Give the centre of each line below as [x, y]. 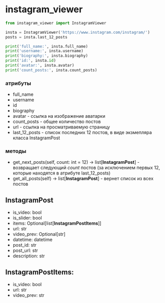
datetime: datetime [33, 240]
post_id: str [25, 245]
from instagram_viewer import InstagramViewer [56, 23]
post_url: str [25, 251]
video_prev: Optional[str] [39, 234]
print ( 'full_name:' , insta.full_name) [47, 46]
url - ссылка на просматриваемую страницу [61, 127]
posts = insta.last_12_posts [36, 37]
